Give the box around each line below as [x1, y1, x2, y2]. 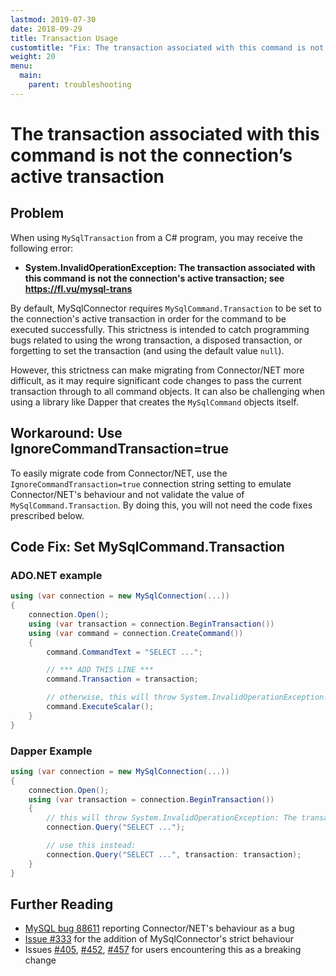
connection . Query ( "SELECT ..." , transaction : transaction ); [46, 849, 302, 860]
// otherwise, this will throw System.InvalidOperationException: [46, 692, 329, 703]
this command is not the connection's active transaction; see [24, 272, 285, 284]
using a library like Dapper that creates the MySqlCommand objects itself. [10, 396, 299, 408]
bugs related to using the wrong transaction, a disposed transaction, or [10, 334, 303, 346]
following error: [10, 242, 74, 254]
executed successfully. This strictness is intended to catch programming [10, 323, 310, 335]
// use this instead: [46, 841, 137, 851]
